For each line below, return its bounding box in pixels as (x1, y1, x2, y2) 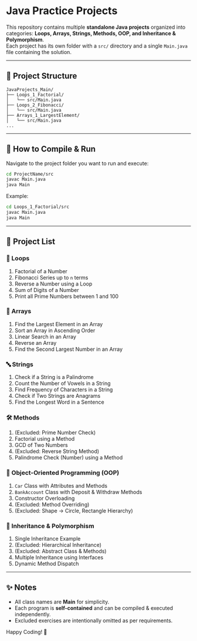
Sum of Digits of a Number (14, 286, 79, 293)
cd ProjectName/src (6, 171, 54, 177)
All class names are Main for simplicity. (14, 598, 110, 605)
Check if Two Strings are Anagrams (14, 392, 101, 400)
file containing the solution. (6, 48, 72, 55)
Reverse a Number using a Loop (14, 280, 93, 287)
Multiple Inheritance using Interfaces (14, 553, 104, 561)
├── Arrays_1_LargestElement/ (6, 112, 80, 118)
